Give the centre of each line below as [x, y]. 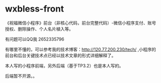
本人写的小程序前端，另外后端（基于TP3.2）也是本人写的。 [64, 66]
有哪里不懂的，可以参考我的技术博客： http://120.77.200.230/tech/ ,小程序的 [80, 49]
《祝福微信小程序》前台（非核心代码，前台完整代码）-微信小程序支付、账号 [81, 23]
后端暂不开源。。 [21, 76]
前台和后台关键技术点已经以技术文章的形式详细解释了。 [60, 55]
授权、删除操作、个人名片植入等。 [39, 29]
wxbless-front [35, 9]
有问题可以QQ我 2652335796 [35, 39]
